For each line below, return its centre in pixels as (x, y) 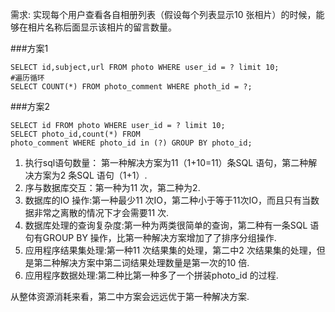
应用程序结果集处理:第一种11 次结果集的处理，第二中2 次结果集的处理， (170, 250)
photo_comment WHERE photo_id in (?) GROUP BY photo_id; (131, 143)
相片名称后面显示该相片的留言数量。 (102, 27)
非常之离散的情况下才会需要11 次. (101, 212)
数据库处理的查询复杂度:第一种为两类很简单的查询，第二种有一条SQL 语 (172, 225)
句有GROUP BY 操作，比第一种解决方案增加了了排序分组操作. (150, 237)
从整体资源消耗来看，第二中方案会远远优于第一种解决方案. (130, 296)
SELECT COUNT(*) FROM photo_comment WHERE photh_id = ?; (131, 87)
